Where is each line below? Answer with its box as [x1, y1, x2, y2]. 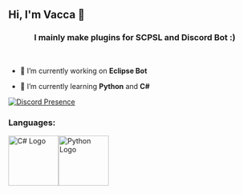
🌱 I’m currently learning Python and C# [19, 81, 150, 91]
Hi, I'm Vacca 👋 [8, 8, 86, 22]
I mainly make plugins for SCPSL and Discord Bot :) [34, 32, 236, 43]
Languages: [8, 117, 56, 128]
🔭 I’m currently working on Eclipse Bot [19, 66, 148, 75]
